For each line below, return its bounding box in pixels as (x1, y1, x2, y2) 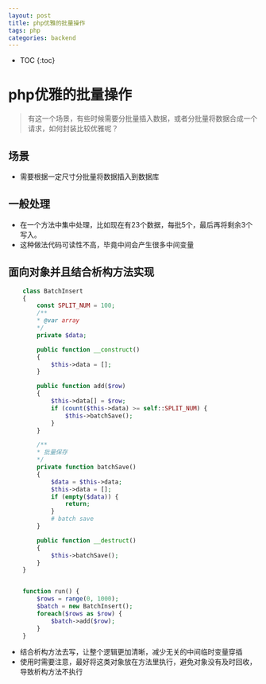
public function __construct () (37, 345, 141, 354)
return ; (64, 500, 91, 508)
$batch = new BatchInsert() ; (37, 602, 133, 610)
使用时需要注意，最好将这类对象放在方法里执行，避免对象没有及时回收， (19, 657, 256, 667)
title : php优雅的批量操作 (8, 19, 86, 27)
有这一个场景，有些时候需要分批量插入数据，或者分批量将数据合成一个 (27, 114, 258, 123)
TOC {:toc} (19, 56, 56, 65)
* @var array (37, 317, 80, 325)
